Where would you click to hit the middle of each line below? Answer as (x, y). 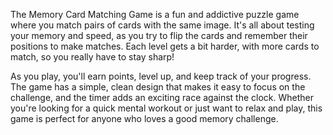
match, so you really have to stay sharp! (92, 57)
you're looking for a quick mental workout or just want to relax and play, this (166, 108)
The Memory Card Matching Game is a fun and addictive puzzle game (155, 14)
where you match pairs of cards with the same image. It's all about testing (162, 25)
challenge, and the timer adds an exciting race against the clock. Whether (162, 97)
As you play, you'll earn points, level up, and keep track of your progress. (161, 76)
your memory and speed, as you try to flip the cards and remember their (159, 35)
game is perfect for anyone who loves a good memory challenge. (144, 118)
